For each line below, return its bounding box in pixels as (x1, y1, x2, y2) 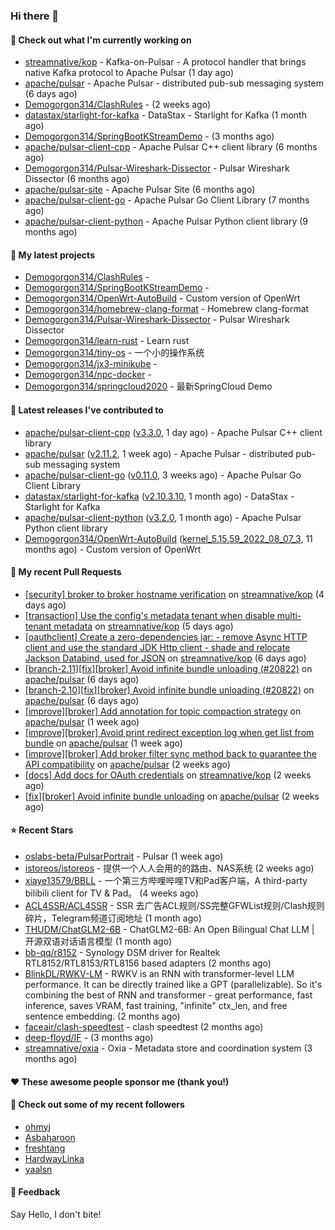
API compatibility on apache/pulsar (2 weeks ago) (24, 758, 231, 770)
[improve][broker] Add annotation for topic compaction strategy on (24, 705, 302, 717)
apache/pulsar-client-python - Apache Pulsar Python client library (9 (24, 215, 308, 228)
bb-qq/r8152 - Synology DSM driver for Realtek (24, 946, 221, 958)
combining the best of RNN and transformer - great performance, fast (24, 989, 313, 1001)
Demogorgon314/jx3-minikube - (24, 358, 158, 370)
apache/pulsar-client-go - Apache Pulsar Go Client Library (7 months (24, 194, 310, 206)
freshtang (24, 1142, 66, 1154)
